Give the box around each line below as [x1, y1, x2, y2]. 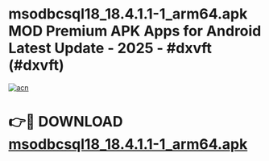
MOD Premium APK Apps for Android [8, 22, 262, 40]
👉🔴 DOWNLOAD [8, 113, 123, 131]
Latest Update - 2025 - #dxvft [8, 39, 212, 57]
